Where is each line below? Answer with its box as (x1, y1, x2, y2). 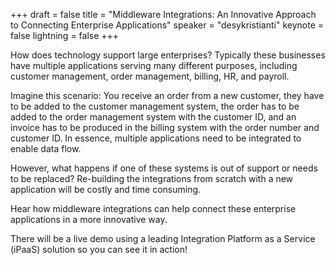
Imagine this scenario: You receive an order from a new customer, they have (10, 90, 325, 101)
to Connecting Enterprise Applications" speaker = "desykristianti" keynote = (10, 19, 325, 31)
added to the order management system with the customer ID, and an (10, 111, 297, 123)
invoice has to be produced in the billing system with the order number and (10, 122, 320, 133)
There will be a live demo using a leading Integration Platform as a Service (10, 233, 316, 244)
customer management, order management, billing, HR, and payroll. (10, 70, 290, 82)
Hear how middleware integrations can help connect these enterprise (10, 203, 297, 214)
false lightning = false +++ (10, 30, 120, 41)
